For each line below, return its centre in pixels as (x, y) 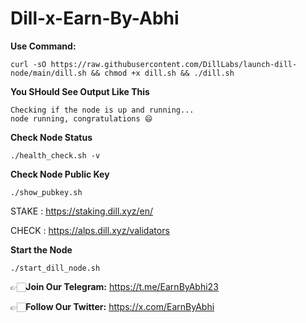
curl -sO (28, 64)
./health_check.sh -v (55, 155)
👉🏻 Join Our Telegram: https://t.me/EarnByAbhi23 (114, 286)
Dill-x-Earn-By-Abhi (95, 18)
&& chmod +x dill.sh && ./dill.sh (162, 73)
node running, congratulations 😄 (81, 118)
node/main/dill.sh (48, 73)
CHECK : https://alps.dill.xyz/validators (90, 230)
